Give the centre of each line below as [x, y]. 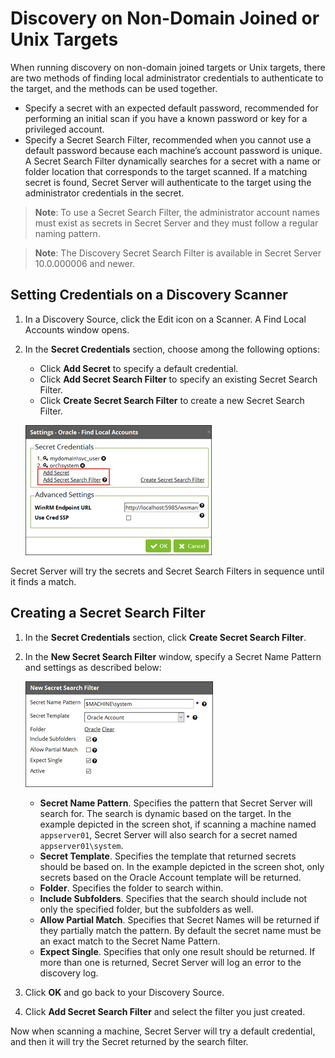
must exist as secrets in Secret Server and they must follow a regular [176, 223]
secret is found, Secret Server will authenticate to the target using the [168, 182]
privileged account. [64, 129]
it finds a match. [43, 581]
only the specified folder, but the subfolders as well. [146, 909]
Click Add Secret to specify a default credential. [139, 368]
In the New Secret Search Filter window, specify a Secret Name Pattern [173, 656]
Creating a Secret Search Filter [108, 613]
